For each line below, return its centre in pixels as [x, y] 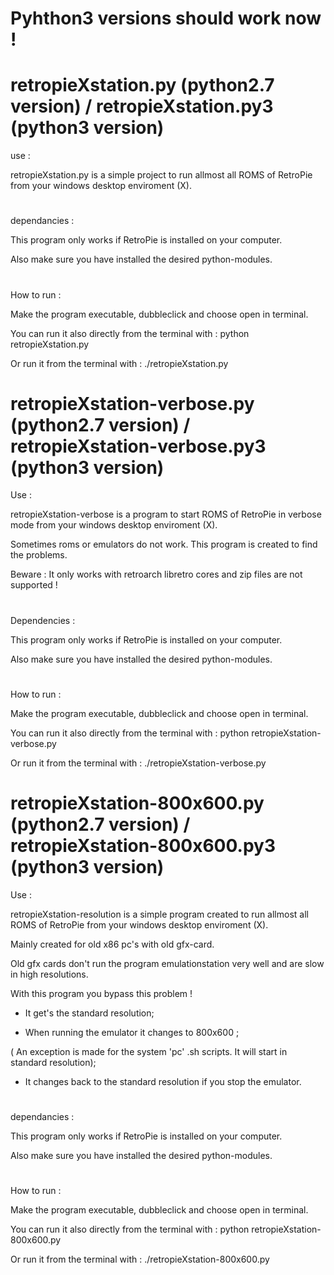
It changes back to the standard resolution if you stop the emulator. [163, 1081]
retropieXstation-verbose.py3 [138, 446]
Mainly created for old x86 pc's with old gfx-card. [112, 944]
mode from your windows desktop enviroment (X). [114, 525]
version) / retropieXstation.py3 [142, 106]
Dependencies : [43, 620]
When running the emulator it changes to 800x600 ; [132, 1032]
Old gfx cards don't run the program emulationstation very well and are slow [167, 963]
